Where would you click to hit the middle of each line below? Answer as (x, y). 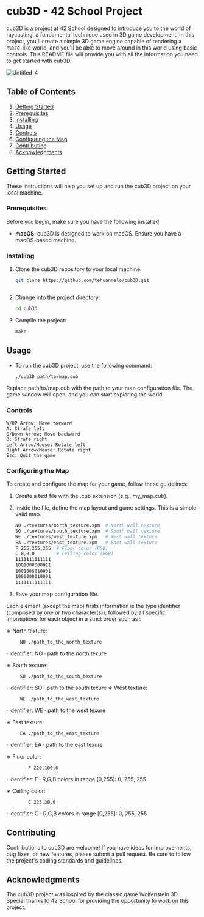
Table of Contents (41, 92)
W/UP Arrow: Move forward (39, 423)
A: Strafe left (26, 429)
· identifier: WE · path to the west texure (56, 710)
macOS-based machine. (45, 240)
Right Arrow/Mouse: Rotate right (49, 450)
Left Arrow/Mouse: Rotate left (46, 445)
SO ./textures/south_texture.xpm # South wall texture (87, 531)
